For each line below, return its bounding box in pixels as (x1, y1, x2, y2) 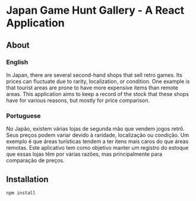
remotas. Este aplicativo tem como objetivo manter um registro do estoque (6, 144, 189, 151)
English (6, 58, 29, 66)
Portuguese (6, 112, 41, 120)
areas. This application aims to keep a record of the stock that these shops (6, 90, 189, 97)
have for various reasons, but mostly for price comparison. (6, 97, 150, 104)
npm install (6, 190, 36, 196)
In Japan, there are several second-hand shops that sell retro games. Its (6, 71, 183, 78)
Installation (6, 174, 49, 184)
